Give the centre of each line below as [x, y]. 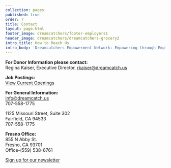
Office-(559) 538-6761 [29, 150]
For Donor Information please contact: [47, 62]
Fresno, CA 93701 [24, 145]
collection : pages [25, 10]
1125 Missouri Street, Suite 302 [38, 113]
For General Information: [32, 92]
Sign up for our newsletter [33, 160]
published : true [22, 15]
